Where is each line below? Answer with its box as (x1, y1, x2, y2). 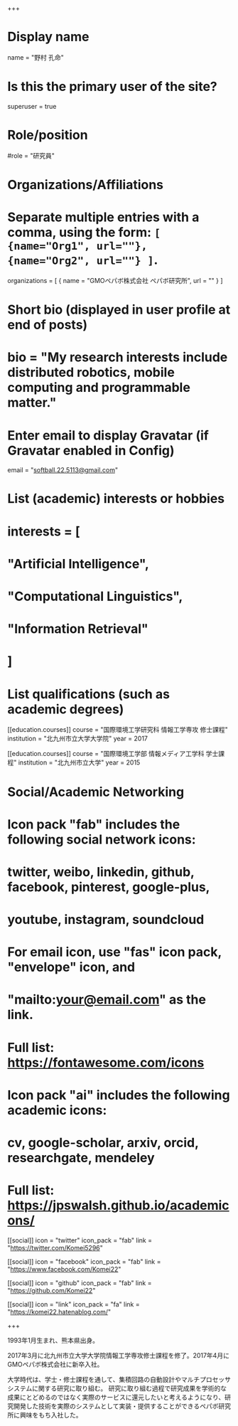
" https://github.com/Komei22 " (7, 1286, 96, 1294)
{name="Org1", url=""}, (7, 240, 148, 253)
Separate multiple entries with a (7, 209, 200, 225)
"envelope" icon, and (7, 959, 136, 975)
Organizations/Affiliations (7, 177, 164, 193)
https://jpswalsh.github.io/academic (7, 1198, 229, 1213)
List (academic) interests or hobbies (7, 491, 225, 507)
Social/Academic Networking (7, 784, 185, 800)
